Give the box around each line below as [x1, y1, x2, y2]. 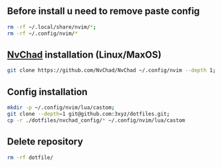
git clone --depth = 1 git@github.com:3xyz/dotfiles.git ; [7, 110, 170, 117]
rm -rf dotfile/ [7, 154, 53, 161]
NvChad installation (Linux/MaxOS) [7, 49, 162, 60]
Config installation [7, 86, 88, 98]
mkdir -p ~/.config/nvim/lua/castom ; [7, 104, 115, 112]
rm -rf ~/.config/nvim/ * [7, 30, 78, 37]
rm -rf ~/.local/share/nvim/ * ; [7, 23, 97, 30]
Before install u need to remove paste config [7, 5, 200, 17]
